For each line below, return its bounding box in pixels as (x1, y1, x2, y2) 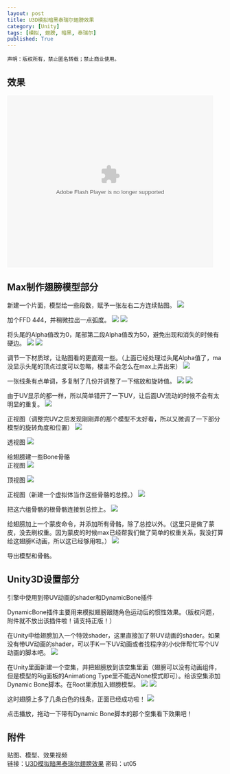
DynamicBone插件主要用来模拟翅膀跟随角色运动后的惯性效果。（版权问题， (7, 607, 218, 616)
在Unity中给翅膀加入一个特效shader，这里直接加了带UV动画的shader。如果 (7, 631, 220, 639)
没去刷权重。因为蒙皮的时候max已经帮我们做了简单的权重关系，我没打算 (19, 528, 224, 536)
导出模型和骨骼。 (7, 552, 56, 560)
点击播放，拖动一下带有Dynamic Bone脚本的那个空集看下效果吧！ (7, 709, 193, 718)
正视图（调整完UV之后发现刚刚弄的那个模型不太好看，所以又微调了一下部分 (7, 415, 221, 423)
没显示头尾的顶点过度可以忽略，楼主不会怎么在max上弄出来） (7, 362, 182, 370)
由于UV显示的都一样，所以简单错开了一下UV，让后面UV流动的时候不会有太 (7, 391, 220, 399)
